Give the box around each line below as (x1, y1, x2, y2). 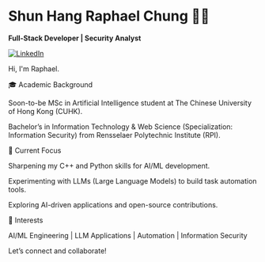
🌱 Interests (8, 215, 44, 225)
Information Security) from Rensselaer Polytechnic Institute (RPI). (8, 130, 221, 139)
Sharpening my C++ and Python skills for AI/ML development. (8, 161, 210, 170)
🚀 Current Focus (8, 146, 62, 155)
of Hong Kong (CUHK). (8, 106, 83, 116)
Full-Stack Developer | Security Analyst (8, 33, 142, 43)
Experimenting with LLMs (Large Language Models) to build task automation (8, 176, 257, 185)
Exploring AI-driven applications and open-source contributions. (8, 199, 218, 209)
